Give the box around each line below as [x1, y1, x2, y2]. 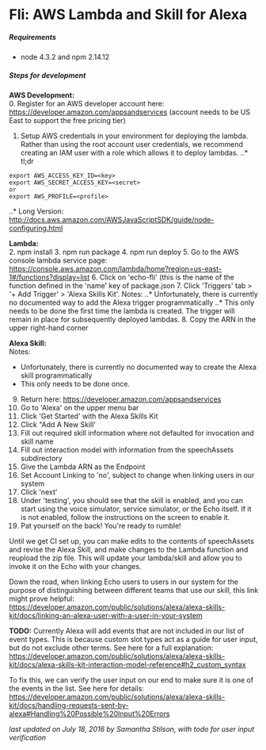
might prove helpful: [9, 594, 74, 604]
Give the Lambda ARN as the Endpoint [20, 462, 146, 471]
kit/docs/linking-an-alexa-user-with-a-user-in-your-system [9, 611, 203, 621]
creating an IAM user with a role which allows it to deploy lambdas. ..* [20, 148, 249, 158]
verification [9, 733, 47, 743]
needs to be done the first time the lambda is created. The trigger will [9, 306, 235, 316]
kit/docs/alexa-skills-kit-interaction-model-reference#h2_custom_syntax [9, 660, 246, 670]
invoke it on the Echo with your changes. [9, 562, 142, 571]
